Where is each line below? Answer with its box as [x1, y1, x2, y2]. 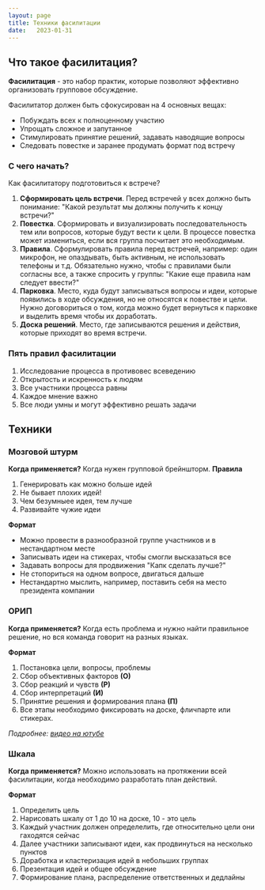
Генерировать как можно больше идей [19, 479, 153, 489]
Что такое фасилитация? [8, 55, 138, 69]
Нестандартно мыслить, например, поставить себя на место [19, 578, 227, 587]
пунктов [19, 847, 47, 857]
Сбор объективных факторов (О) [19, 671, 131, 680]
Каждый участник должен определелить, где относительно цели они [19, 822, 256, 831]
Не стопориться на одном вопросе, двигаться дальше [19, 569, 204, 578]
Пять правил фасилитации [8, 348, 117, 359]
